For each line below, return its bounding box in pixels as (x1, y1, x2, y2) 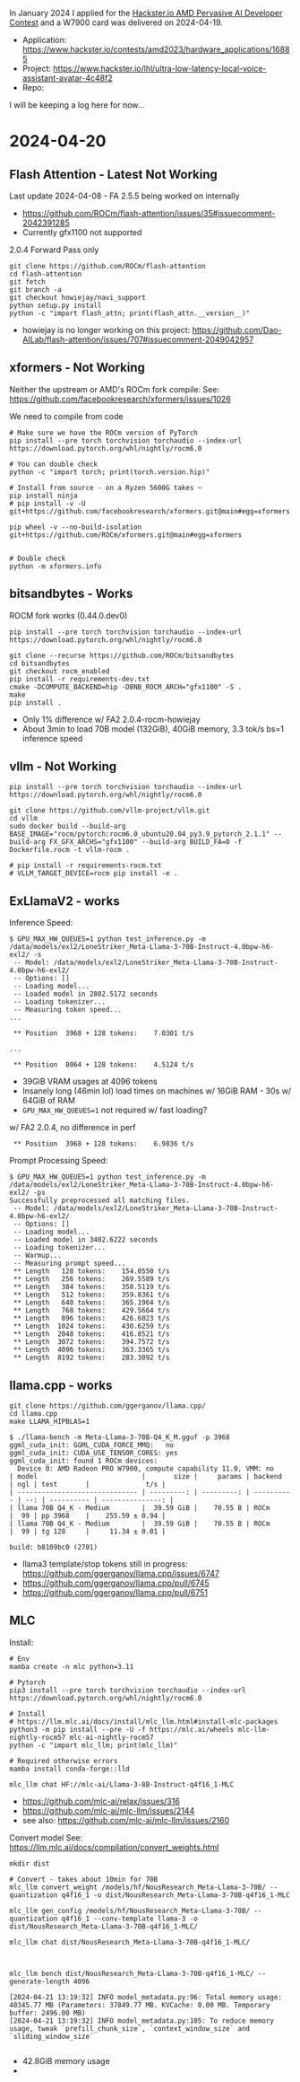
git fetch (9, 277, 47, 286)
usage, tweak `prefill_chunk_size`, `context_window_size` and (9, 2024, 251, 2033)
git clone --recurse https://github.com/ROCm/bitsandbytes (9, 651, 235, 660)
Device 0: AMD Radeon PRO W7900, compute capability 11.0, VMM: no (17, 1464, 275, 1473)
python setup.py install (9, 301, 102, 310)
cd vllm (9, 814, 39, 823)
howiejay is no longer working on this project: (21, 325, 191, 335)
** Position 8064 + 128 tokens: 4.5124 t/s (13, 1060, 194, 1069)
